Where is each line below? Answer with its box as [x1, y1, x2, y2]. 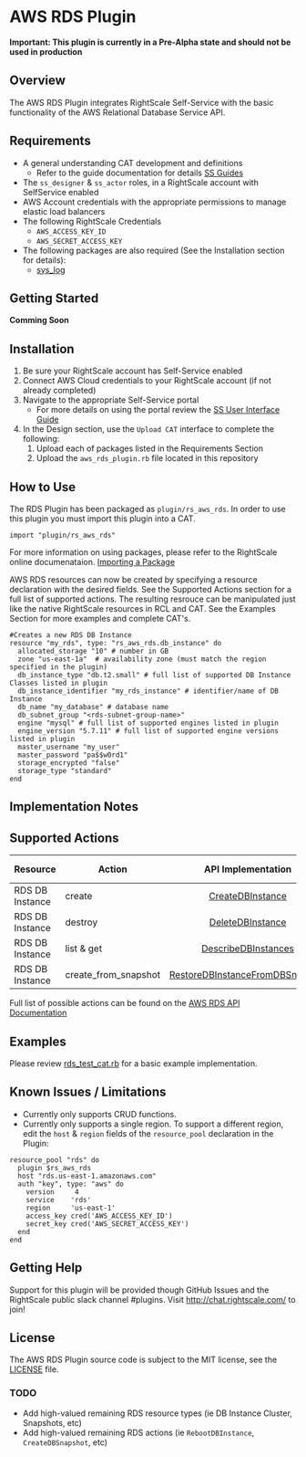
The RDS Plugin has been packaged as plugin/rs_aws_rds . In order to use [9, 504, 287, 514]
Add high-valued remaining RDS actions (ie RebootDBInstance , [22, 1427, 255, 1438]
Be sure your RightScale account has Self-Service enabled [22, 365, 243, 376]
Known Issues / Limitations [9, 1085, 167, 1100]
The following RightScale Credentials [22, 215, 162, 226]
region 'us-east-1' [25, 1203, 117, 1212]
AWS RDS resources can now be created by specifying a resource [9, 574, 258, 585]
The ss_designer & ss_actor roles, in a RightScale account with [22, 176, 260, 188]
